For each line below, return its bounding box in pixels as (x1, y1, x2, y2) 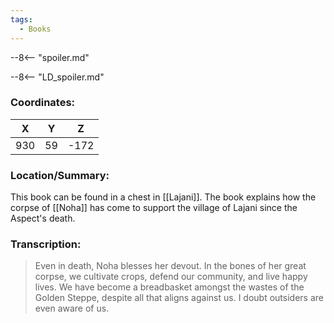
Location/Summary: (10, 168, 110, 182)
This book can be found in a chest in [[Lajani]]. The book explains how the (10, 191, 317, 203)
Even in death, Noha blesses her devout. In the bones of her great (34, 260, 307, 272)
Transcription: (10, 237, 82, 251)
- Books (19, 24, 52, 34)
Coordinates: (10, 96, 76, 110)
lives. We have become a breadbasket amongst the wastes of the (34, 281, 305, 293)
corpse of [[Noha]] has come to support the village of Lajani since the (10, 202, 298, 214)
